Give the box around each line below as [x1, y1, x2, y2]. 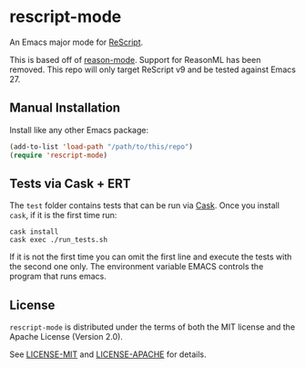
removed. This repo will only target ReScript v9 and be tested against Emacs [9, 64, 296, 75]
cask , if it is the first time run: [9, 210, 117, 221]
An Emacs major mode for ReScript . [9, 37, 144, 47]
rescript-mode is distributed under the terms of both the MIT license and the [9, 321, 296, 332]
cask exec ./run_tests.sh [9, 236, 107, 245]
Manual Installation [9, 100, 121, 116]
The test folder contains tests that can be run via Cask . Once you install [9, 200, 280, 211]
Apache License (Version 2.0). [9, 331, 123, 342]
